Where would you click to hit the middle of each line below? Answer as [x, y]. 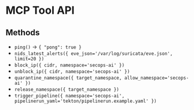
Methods [23, 33]
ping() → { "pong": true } [48, 47]
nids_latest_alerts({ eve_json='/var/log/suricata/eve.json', [93, 54]
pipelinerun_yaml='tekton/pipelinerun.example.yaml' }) [85, 101]
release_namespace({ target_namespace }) [66, 90]
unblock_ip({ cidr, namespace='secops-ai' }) [72, 72]
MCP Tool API [40, 10]
